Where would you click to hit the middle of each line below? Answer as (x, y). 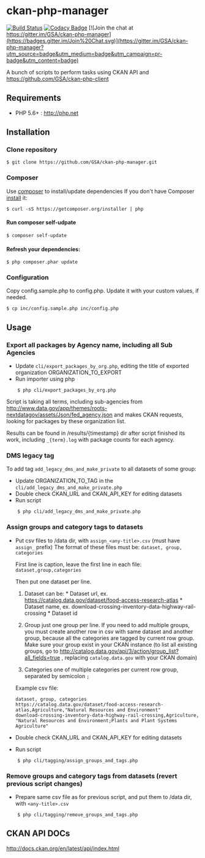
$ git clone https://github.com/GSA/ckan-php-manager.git (82, 162)
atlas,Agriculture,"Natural (51, 710)
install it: (17, 198)
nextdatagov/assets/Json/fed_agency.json (60, 415)
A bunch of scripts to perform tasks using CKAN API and (78, 72)
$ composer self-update (37, 235)
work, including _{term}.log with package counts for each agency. (91, 440)
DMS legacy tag (30, 456)
